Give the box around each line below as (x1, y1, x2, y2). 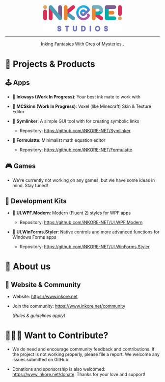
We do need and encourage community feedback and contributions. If (12, 346, 155, 352)
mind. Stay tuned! (12, 183, 48, 189)
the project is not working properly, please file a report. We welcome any (12, 351, 160, 357)
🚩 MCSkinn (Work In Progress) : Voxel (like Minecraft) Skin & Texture (12, 103, 151, 109)
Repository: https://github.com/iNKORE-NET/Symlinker (19, 128, 131, 134)
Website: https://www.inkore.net (12, 293, 78, 299)
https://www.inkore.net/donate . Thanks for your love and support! (12, 371, 146, 377)
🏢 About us (5, 261, 51, 272)
